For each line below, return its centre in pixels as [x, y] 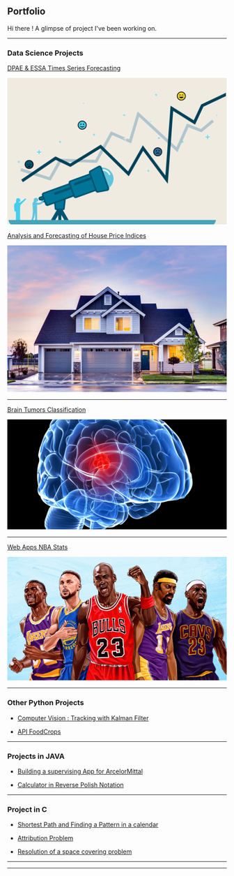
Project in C [27, 809]
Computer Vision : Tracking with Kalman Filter [83, 718]
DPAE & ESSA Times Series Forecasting [64, 68]
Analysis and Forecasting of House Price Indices [77, 236]
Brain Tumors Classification [47, 409]
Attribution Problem [45, 838]
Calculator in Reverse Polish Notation [70, 785]
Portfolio [26, 12]
